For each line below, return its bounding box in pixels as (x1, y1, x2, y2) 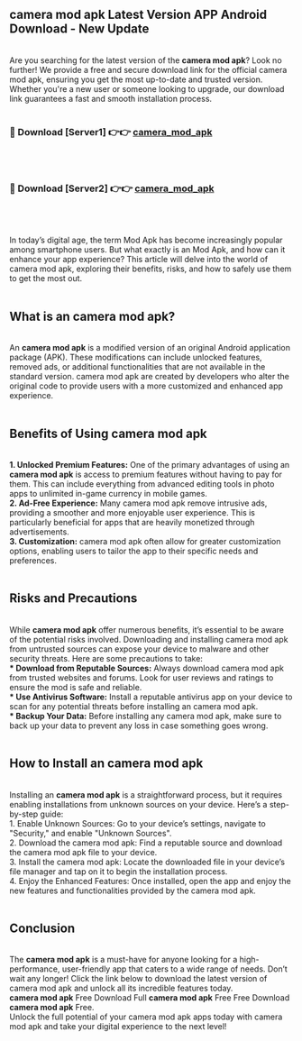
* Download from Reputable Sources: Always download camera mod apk (9, 662, 284, 673)
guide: (40, 808, 64, 819)
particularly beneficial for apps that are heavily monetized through (9, 517, 255, 528)
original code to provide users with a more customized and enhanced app (9, 380, 284, 391)
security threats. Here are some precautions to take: (9, 653, 203, 663)
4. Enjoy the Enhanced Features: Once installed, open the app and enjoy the (9, 875, 291, 886)
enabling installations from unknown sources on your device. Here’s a (9, 799, 268, 809)
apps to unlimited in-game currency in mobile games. (9, 489, 207, 499)
